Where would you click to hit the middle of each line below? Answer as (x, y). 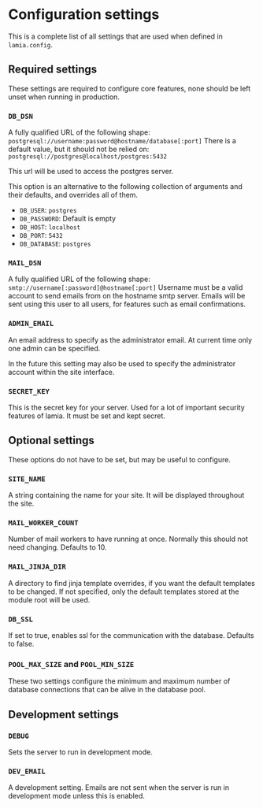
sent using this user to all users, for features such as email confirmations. (127, 304)
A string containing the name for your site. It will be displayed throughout (126, 495)
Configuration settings (84, 15)
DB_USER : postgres (48, 210)
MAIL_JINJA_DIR (37, 567)
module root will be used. (49, 599)
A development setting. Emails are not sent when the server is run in (119, 788)
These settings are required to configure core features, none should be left (130, 88)
